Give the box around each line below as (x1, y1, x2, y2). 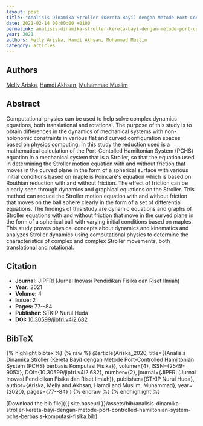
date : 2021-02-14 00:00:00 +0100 (6, 20, 91, 26)
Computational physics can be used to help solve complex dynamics (6, 115, 177, 122)
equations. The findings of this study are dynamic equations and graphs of (6, 205, 192, 212)
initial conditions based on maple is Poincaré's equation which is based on (6, 173, 192, 180)
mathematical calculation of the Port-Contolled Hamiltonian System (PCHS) (6, 147, 194, 155)
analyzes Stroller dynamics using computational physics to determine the (6, 231, 189, 238)
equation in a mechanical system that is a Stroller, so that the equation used (6, 153, 195, 161)
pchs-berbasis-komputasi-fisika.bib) (6, 413, 98, 420)
